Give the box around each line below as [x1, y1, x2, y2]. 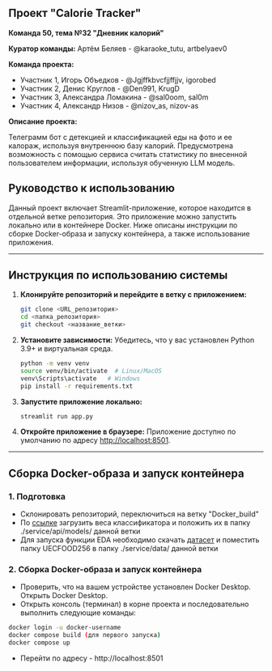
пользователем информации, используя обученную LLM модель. [8, 158, 236, 168]
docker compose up [8, 639, 70, 647]
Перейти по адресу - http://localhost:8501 [19, 653, 164, 663]
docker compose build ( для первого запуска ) [8, 631, 161, 639]
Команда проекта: [8, 59, 74, 69]
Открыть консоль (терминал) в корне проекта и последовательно [19, 599, 249, 609]
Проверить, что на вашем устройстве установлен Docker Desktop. [19, 582, 251, 592]
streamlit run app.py [19, 412, 93, 420]
